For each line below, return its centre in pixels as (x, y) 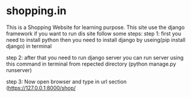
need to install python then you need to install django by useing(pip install (96, 40)
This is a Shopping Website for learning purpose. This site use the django (96, 27)
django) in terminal (29, 46)
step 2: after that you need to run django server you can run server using (95, 57)
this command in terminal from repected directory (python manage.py (91, 64)
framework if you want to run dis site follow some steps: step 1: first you (94, 33)
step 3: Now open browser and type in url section (67, 82)
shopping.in (36, 11)
